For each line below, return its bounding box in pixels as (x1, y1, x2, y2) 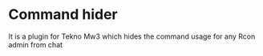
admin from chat (8, 39, 63, 49)
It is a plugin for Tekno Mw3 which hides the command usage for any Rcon (8, 32, 256, 41)
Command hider (8, 6, 118, 24)
